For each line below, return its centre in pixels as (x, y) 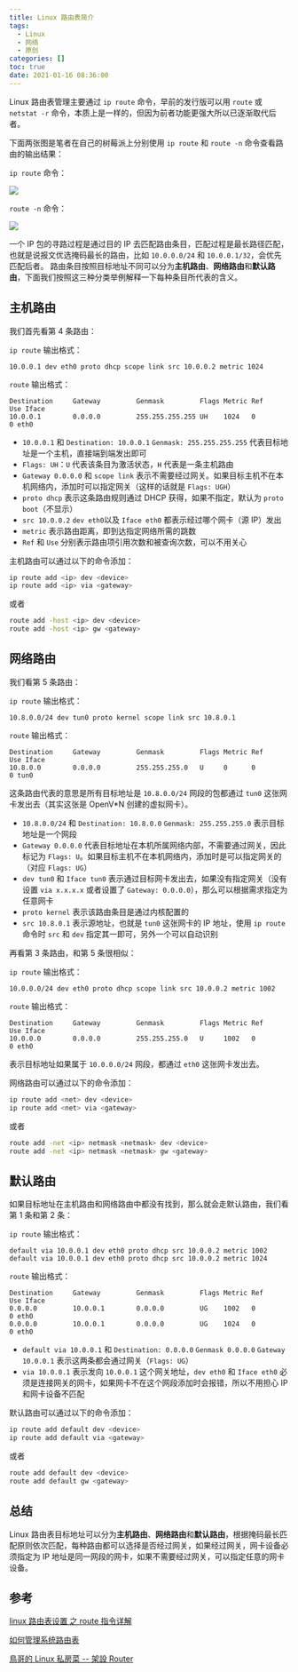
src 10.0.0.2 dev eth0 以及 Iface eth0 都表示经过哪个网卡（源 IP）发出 (152, 520)
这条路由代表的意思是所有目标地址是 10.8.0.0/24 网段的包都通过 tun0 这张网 (149, 792)
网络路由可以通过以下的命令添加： (71, 1083)
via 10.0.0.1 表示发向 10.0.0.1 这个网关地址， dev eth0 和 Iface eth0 (149, 1372)
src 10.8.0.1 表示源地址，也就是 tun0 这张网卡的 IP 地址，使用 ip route (153, 923)
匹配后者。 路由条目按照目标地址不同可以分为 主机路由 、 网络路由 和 (131, 266)
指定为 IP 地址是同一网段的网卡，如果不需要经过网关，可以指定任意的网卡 (151, 1557)
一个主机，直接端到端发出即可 (92, 453)
